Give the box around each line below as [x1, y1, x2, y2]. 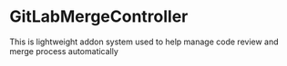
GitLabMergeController [9, 6, 189, 27]
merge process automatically [9, 45, 118, 56]
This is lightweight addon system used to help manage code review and [9, 36, 280, 47]
